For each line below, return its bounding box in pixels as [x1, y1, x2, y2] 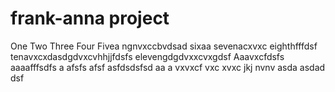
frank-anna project [10, 7, 170, 30]
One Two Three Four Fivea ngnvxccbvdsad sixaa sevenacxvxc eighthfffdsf [10, 40, 318, 52]
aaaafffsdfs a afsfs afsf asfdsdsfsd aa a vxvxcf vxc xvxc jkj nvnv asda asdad [10, 61, 326, 73]
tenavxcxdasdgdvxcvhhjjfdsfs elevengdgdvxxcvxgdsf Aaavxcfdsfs [10, 50, 285, 62]
